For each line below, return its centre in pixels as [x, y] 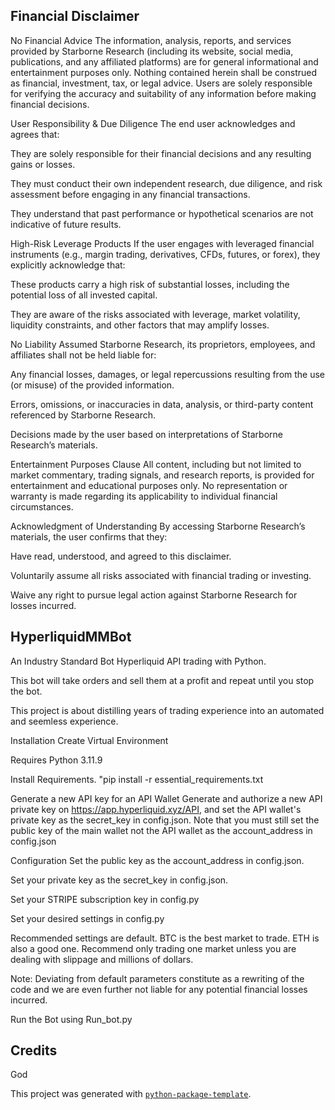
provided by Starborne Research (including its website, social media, [152, 51]
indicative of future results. [66, 224]
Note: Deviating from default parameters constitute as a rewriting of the [157, 978]
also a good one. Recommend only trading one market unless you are [153, 948]
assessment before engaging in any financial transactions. [130, 194]
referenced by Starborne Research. [83, 415]
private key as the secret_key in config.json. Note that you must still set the [165, 820]
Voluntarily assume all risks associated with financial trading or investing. [161, 575]
